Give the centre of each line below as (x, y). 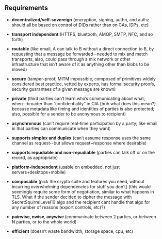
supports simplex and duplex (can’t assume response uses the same (81, 138)
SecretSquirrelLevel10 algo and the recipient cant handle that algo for (81, 202)
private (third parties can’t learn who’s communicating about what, (78, 98)
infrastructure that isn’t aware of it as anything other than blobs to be (80, 64)
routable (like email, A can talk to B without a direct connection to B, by (83, 48)
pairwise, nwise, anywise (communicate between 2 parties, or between (84, 216)
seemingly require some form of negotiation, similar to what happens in (83, 191)
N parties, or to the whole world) (44, 222)
